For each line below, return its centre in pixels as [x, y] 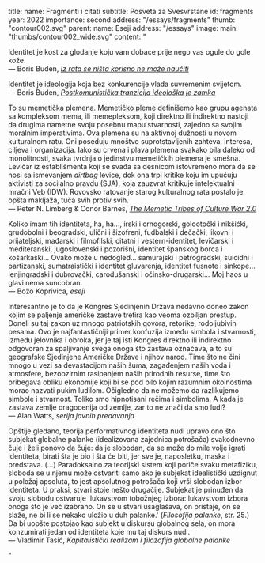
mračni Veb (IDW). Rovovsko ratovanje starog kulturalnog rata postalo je [126, 192]
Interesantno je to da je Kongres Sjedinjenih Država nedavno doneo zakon [129, 306]
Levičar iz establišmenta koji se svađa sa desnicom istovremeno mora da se [132, 166]
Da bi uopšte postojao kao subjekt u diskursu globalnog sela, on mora [122, 523]
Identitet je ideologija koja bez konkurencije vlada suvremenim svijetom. [125, 84]
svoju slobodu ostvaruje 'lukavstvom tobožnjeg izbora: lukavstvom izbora [128, 498]
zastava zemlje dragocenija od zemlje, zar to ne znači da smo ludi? [117, 407]
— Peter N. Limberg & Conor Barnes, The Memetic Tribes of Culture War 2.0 [132, 208]
